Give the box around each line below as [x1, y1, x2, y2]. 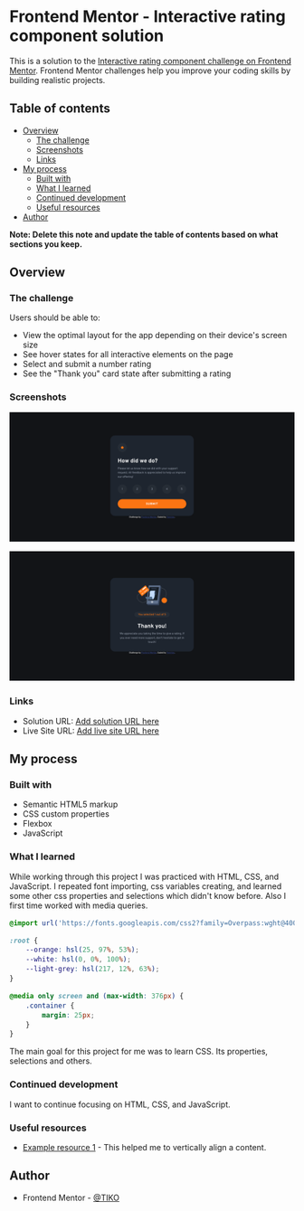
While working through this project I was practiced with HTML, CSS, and [9, 871, 280, 882]
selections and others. [9, 1055, 92, 1066]
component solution [9, 25, 165, 46]
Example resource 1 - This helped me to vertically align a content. [22, 1141, 267, 1152]
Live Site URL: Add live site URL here [22, 725, 160, 736]
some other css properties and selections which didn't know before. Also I [9, 890, 287, 901]
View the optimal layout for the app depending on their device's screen [22, 330, 288, 341]
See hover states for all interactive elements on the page [22, 349, 233, 360]
